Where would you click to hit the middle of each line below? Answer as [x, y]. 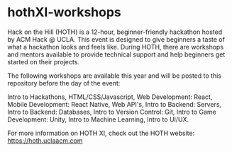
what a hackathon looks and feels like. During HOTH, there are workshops [116, 47]
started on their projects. [44, 62]
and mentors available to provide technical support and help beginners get [116, 54]
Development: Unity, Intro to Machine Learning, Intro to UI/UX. [98, 119]
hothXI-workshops [65, 12]
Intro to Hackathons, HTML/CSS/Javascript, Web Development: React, [110, 97]
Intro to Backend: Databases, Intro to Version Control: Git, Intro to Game [112, 112]
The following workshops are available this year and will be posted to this [115, 76]
